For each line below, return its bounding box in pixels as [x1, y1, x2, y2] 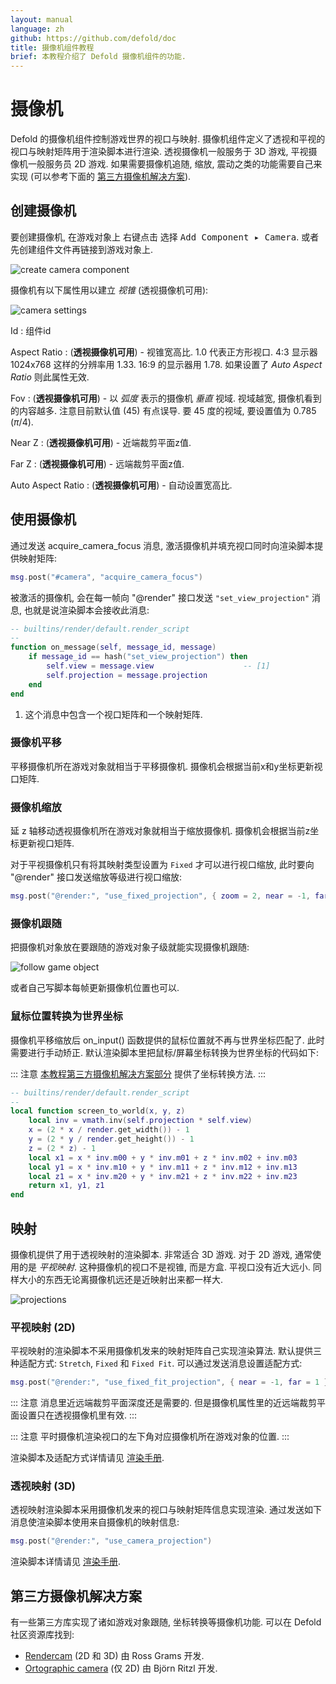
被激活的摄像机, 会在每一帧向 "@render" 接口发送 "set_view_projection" [10, 591, 310, 603]
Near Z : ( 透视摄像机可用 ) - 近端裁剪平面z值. [10, 436, 192, 448]
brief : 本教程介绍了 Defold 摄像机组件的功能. [10, 52, 187, 62]
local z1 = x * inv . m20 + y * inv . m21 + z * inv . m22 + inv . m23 [28, 1171, 298, 1181]
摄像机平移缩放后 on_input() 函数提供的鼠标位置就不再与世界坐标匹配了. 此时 [10, 1034, 325, 1046]
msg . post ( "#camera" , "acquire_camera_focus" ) [10, 572, 203, 582]
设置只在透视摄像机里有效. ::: [18, 1409, 138, 1421]
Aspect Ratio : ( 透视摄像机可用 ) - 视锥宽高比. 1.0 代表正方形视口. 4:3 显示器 [10, 346, 318, 358]
